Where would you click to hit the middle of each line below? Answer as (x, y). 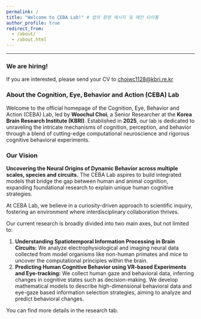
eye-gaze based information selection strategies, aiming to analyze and (103, 292)
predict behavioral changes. (49, 299)
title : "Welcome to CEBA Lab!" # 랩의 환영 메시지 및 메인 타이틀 (83, 17)
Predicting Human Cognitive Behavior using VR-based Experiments (100, 267)
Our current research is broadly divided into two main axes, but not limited (98, 223)
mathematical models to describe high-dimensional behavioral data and (103, 286)
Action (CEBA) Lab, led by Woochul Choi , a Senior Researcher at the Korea (99, 114)
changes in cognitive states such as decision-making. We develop (96, 279)
